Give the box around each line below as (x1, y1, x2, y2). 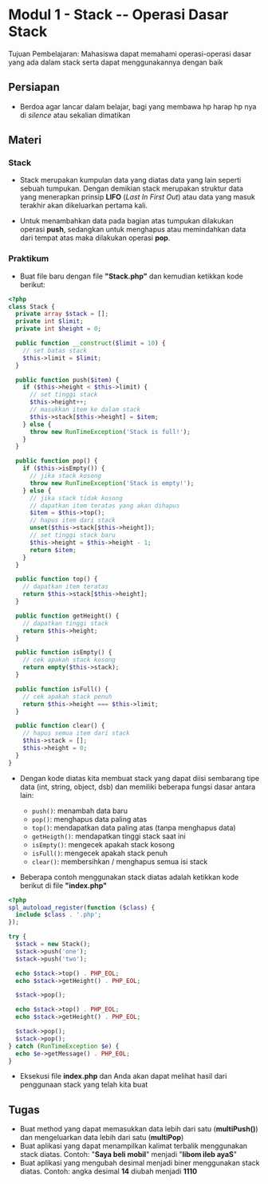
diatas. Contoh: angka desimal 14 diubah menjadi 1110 (19, 1166, 198, 1176)
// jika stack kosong (29, 472, 102, 480)
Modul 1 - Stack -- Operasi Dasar (8, 6, 229, 24)
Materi (8, 133, 42, 147)
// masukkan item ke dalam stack (29, 405, 141, 414)
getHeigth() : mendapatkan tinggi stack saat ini (31, 831, 186, 841)
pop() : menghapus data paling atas (31, 814, 148, 823)
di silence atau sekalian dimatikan (19, 110, 131, 120)
